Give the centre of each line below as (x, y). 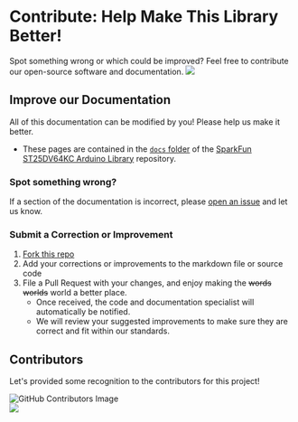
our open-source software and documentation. (97, 71)
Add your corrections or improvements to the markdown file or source (153, 264)
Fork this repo (48, 254)
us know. (26, 211)
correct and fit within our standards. (102, 331)
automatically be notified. (83, 312)
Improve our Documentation (90, 100)
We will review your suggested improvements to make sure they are (162, 322)
